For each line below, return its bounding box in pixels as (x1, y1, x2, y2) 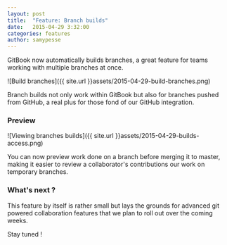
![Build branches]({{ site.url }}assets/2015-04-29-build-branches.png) (7, 77, 211, 85)
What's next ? (7, 185, 56, 195)
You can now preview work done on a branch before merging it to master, (7, 153, 221, 161)
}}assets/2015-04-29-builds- (115, 132, 200, 140)
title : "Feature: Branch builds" (7, 17, 109, 24)
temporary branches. (7, 168, 69, 176)
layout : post (7, 10, 46, 18)
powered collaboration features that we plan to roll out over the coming (7, 208, 213, 217)
